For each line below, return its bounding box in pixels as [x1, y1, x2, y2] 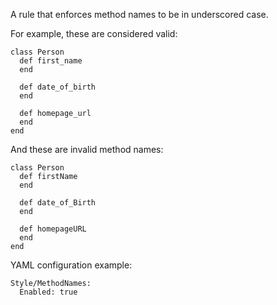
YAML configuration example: [10, 259, 133, 271]
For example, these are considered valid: [10, 28, 178, 39]
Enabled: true [19, 287, 78, 297]
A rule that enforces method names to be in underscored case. [10, 9, 269, 20]
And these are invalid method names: [10, 144, 164, 155]
